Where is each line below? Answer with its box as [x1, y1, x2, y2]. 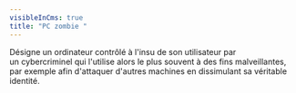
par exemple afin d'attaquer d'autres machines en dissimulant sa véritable [9, 65, 288, 77]
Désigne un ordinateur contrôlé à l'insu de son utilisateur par [9, 46, 237, 57]
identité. [9, 75, 41, 86]
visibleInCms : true [9, 13, 84, 23]
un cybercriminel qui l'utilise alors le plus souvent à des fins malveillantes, [9, 56, 287, 67]
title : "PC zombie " [9, 22, 88, 31]
